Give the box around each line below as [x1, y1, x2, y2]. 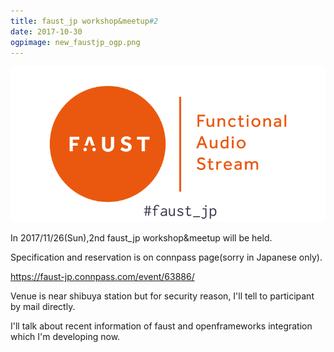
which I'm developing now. [10, 330, 121, 342]
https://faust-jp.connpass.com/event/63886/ [10, 270, 195, 282]
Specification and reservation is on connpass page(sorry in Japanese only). [10, 251, 323, 263]
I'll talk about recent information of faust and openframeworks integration [10, 320, 313, 332]
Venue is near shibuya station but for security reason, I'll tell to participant [10, 290, 315, 302]
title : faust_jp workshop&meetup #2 [10, 16, 159, 26]
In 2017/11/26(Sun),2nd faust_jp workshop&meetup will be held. [10, 231, 273, 244]
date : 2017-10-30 [10, 26, 83, 37]
